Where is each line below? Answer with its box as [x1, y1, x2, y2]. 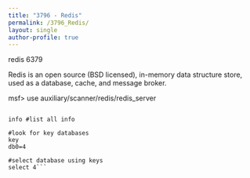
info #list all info [8, 115, 76, 124]
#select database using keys [8, 157, 103, 165]
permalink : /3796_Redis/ [8, 19, 89, 27]
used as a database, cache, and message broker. [8, 78, 167, 88]
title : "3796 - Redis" [8, 11, 82, 20]
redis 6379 [8, 55, 43, 64]
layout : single [8, 26, 58, 34]
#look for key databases [8, 129, 89, 137]
